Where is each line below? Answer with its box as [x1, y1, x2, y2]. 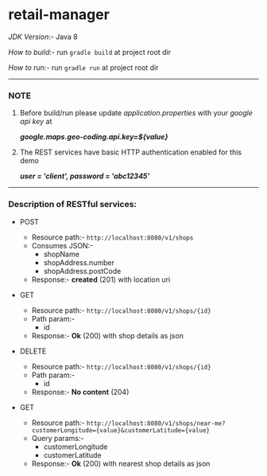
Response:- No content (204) [31, 387, 130, 396]
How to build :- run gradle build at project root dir [8, 47, 172, 57]
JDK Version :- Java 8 [8, 32, 78, 41]
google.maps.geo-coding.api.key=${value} [19, 132, 168, 142]
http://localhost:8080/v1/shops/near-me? [86, 419, 226, 427]
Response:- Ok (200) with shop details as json [31, 330, 184, 340]
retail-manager [8, 6, 110, 24]
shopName [43, 249, 79, 259]
